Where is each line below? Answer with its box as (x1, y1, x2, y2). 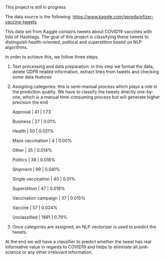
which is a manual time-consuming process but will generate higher (22, 94, 160, 100)
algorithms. (5, 44, 28, 50)
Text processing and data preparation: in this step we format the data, (12, 64, 154, 69)
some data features (12, 74, 52, 80)
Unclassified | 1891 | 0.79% (12, 215, 67, 220)
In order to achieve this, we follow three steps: (5, 54, 99, 60)
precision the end (12, 99, 48, 105)
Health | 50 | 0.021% (12, 128, 54, 134)
